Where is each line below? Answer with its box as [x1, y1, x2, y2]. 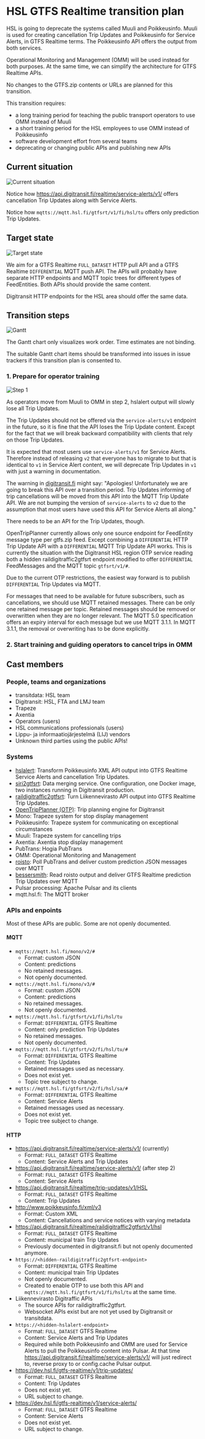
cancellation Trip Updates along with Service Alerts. [6, 197, 138, 204]
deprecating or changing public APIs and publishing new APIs [15, 144, 171, 151]
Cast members [6, 659, 64, 669]
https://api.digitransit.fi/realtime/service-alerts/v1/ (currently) [15, 1145, 170, 1152]
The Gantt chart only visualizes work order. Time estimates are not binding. [6, 338, 196, 346]
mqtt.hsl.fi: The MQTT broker [15, 891, 89, 898]
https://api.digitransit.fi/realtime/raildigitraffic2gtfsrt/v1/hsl [15, 1223, 162, 1231]
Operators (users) [15, 717, 61, 725]
